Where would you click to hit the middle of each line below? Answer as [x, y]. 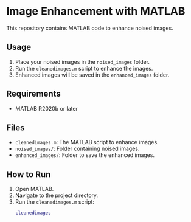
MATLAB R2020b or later [46, 108]
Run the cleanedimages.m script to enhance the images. [84, 68]
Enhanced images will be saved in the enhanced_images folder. [92, 75]
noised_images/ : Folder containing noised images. [77, 149]
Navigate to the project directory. [57, 195]
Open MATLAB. [34, 189]
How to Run [29, 174]
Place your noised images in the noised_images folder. [82, 61]
